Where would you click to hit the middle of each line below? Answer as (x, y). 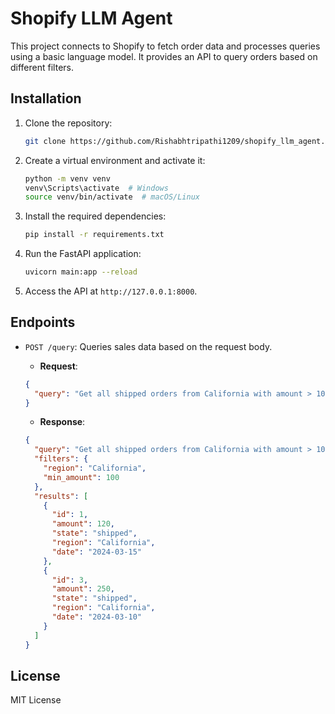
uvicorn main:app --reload (81, 272)
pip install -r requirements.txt (94, 235)
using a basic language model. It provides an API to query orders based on (164, 56)
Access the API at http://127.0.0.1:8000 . (111, 291)
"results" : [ (61, 496)
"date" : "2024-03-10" (96, 617)
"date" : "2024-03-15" (96, 552)
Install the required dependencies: (95, 216)
